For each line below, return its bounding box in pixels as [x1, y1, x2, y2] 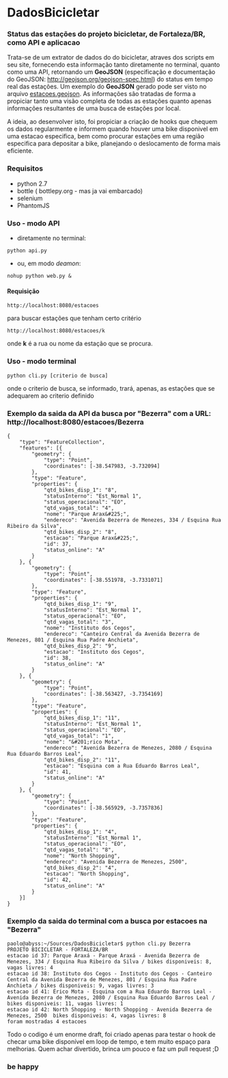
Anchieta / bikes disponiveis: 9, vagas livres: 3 [7, 982, 154, 990]
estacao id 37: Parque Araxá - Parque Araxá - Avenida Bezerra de [7, 953, 200, 959]
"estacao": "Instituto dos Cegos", [43, 648, 145, 655]
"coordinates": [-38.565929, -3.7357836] [43, 804, 164, 811]
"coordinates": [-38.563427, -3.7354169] [43, 690, 164, 697]
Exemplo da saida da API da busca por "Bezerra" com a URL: [7, 408, 212, 418]
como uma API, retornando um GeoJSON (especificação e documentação [7, 68, 216, 76]
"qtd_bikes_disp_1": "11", [43, 714, 121, 721]
